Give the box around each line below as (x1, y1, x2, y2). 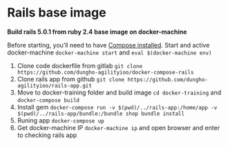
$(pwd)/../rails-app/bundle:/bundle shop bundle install (17, 110, 185, 117)
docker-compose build (17, 96, 79, 104)
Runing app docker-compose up (17, 116, 105, 125)
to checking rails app (17, 131, 77, 139)
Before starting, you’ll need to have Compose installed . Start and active (7, 41, 210, 49)
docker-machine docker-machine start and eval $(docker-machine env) (7, 48, 212, 56)
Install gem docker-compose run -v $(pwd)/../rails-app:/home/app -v (17, 103, 218, 111)
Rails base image (7, 5, 106, 21)
